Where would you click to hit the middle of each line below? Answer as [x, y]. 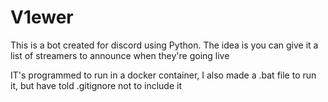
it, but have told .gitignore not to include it [96, 85]
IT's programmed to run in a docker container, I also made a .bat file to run [163, 75]
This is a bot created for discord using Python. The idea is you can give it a [164, 45]
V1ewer [42, 17]
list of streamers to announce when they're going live [120, 55]
